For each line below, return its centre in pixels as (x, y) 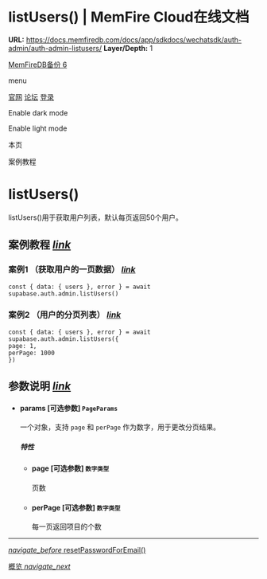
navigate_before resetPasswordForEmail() (77, 550)
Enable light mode (38, 128)
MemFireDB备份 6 (38, 65)
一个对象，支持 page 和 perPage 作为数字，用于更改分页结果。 (120, 427)
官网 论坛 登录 (31, 96)
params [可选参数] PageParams (68, 408)
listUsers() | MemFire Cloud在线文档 (129, 17)
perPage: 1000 (32, 353)
